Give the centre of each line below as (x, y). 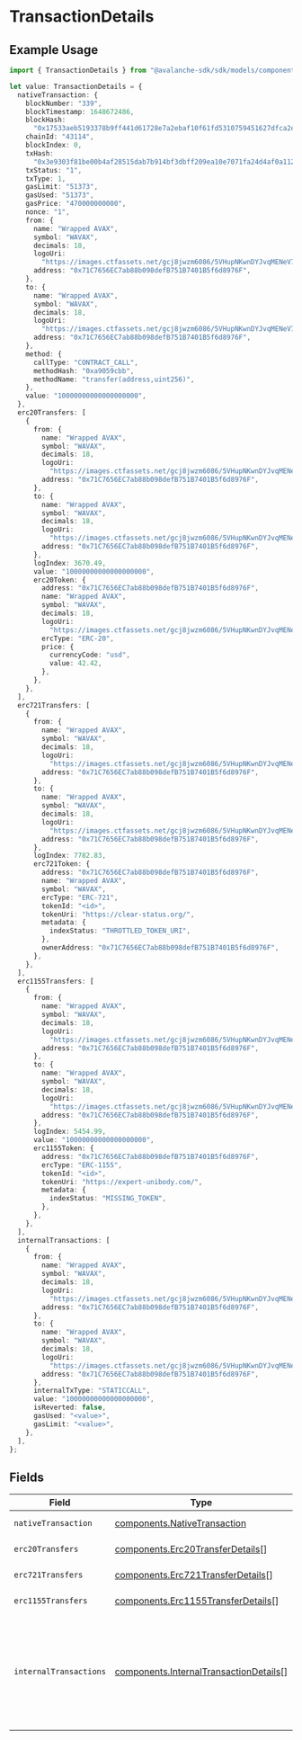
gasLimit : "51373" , (62, 187)
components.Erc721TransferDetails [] (194, 1575)
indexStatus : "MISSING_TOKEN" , (108, 1199)
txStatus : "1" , (54, 170)
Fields (27, 1477)
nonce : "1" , (48, 212)
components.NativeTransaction (181, 1523)
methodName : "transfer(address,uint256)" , (114, 379)
